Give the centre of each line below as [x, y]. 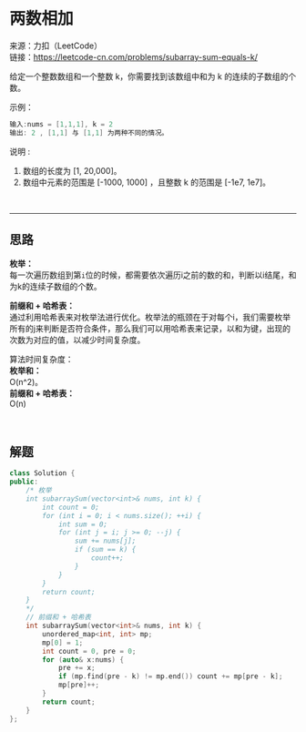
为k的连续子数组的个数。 [56, 286]
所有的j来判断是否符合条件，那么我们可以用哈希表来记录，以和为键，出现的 [150, 328]
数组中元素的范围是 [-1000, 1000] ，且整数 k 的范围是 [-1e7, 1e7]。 [147, 182]
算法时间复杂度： [41, 359]
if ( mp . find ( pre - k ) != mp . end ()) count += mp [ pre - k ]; [170, 676]
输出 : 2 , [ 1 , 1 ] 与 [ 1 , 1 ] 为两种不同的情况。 [89, 133]
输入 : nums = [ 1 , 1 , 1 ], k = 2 [61, 124]
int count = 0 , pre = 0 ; [89, 651]
